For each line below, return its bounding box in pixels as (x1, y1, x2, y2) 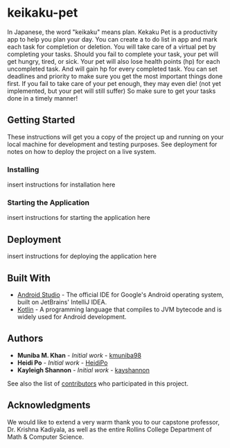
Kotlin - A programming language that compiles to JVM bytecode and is (17, 305, 222, 313)
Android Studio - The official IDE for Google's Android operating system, (17, 290, 224, 299)
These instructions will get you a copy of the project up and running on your (7, 132, 224, 141)
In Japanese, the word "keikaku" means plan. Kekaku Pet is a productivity (7, 28, 218, 36)
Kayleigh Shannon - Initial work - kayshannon (17, 365, 150, 374)
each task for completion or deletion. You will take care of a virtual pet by (7, 42, 216, 51)
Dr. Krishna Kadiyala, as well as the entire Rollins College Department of (7, 425, 213, 433)
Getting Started (7, 114, 76, 126)
